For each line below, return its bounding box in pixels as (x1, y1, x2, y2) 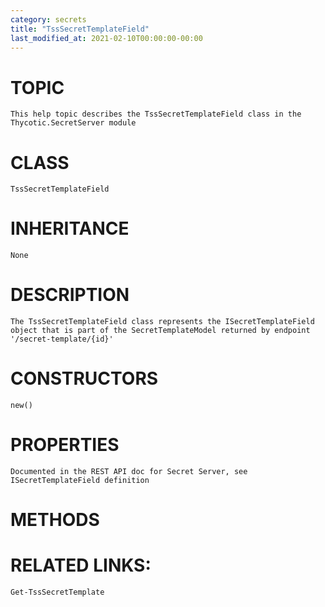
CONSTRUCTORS (10, 367, 159, 390)
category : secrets (10, 14, 87, 25)
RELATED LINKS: (10, 554, 152, 577)
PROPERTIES (10, 434, 120, 456)
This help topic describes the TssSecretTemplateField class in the (10, 109, 302, 120)
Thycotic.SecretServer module (10, 118, 137, 128)
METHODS (10, 509, 100, 531)
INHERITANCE (10, 217, 130, 240)
